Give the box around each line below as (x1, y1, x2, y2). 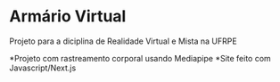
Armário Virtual (9, 6, 127, 27)
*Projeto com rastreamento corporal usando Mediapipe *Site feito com (9, 53, 272, 63)
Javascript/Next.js (9, 62, 77, 73)
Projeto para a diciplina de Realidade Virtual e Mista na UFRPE (9, 36, 238, 46)
